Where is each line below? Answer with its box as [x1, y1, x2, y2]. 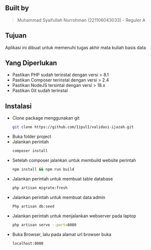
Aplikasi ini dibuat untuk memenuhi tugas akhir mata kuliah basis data [5, 44, 146, 50]
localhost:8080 [12, 241, 44, 246]
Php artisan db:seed [12, 204, 55, 209]
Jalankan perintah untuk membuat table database [12, 175, 113, 182]
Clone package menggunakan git [12, 115, 80, 121]
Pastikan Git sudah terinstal [12, 87, 68, 93]
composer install [12, 148, 48, 154]
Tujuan [5, 32, 27, 40]
